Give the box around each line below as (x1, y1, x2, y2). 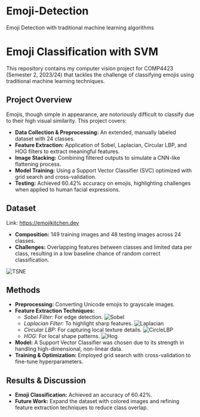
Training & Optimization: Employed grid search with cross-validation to (14, 352, 191, 359)
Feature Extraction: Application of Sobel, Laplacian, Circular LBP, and (14, 141, 187, 148)
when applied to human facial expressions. (14, 185, 121, 193)
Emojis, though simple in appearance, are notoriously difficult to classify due (6, 111, 195, 118)
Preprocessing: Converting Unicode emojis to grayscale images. (14, 301, 175, 308)
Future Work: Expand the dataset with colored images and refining (14, 398, 180, 405)
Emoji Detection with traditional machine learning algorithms (6, 24, 154, 31)
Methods (6, 285, 41, 295)
